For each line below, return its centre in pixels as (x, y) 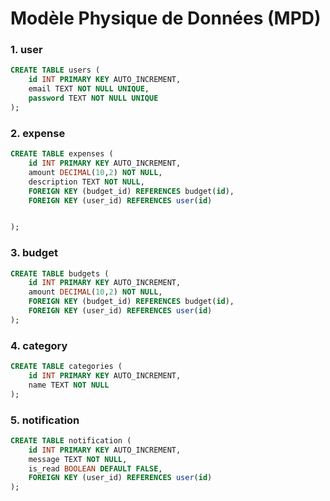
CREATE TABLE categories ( (66, 367)
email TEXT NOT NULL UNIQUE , (89, 89)
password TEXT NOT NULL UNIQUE (93, 98)
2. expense (38, 133)
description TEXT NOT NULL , (86, 182)
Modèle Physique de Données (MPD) (166, 18)
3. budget (34, 253)
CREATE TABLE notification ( (71, 440)
